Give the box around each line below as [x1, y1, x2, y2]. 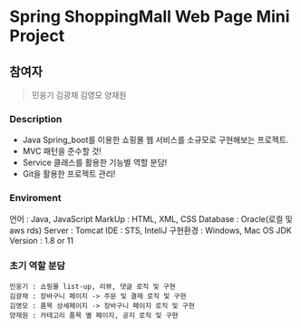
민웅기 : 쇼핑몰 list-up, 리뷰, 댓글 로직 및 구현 [9, 282, 176, 291]
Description [9, 112, 63, 125]
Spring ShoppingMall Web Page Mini [9, 6, 290, 27]
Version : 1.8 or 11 [9, 235, 74, 246]
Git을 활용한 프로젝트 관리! [22, 169, 116, 179]
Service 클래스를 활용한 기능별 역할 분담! [22, 157, 168, 169]
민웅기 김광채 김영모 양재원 [31, 90, 127, 101]
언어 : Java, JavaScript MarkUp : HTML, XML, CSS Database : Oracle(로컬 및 [9, 213, 293, 224]
